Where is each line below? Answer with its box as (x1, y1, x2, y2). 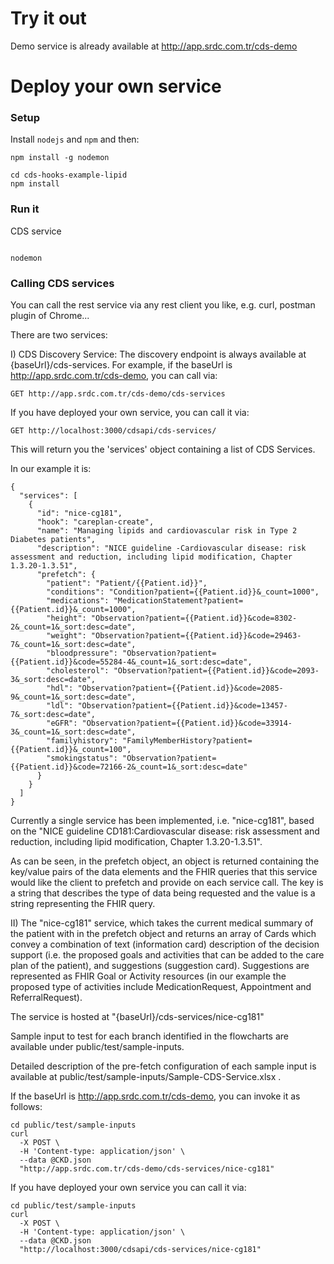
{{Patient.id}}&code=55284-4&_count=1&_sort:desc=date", (10, 657, 253, 667)
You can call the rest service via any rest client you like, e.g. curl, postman (10, 299, 316, 311)
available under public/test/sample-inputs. (10, 1041, 185, 1053)
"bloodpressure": (46, 648, 118, 659)
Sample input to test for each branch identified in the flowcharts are (10, 1030, 289, 1042)
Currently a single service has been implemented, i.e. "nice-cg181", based (10, 815, 315, 827)
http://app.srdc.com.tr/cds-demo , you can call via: (10, 370, 218, 382)
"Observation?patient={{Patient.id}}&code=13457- (77, 701, 288, 711)
